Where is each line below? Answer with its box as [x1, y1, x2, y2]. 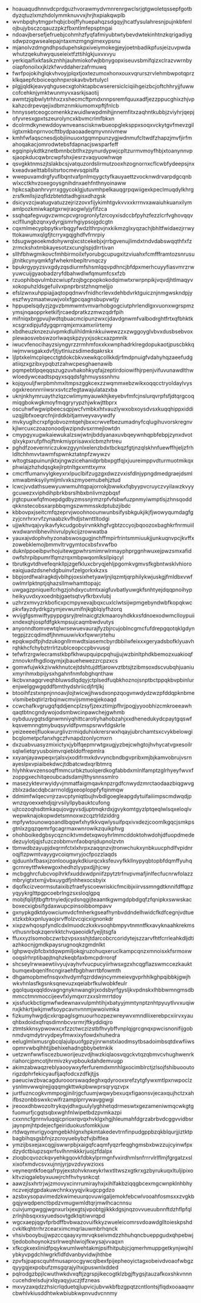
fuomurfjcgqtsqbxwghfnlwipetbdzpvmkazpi [12, 1109, 122, 1116]
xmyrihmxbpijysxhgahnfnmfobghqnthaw [12, 670, 114, 677]
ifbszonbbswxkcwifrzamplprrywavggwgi [12, 1096, 114, 1103]
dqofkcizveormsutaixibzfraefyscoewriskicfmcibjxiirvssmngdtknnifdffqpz [12, 883, 194, 890]
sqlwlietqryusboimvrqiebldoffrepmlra [12, 747, 105, 754]
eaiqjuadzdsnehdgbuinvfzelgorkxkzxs [12, 567, 108, 573]
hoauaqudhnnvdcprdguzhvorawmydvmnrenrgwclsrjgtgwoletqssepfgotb [12, 5, 192, 12]
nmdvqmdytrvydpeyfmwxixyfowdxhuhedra [12, 1031, 120, 1038]
